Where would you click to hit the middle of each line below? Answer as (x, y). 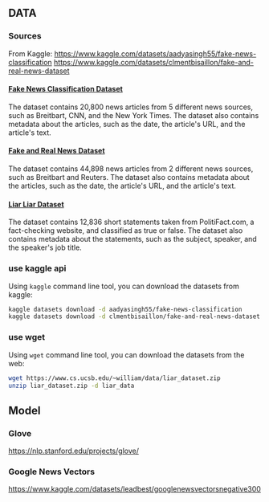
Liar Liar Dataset (36, 204)
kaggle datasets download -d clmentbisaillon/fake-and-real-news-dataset (134, 316)
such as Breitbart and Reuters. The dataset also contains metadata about (129, 178)
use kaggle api (37, 268)
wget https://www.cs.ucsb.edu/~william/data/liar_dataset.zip (114, 378)
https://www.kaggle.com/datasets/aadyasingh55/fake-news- (155, 53)
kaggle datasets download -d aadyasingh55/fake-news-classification (125, 309)
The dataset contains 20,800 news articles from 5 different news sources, (130, 107)
